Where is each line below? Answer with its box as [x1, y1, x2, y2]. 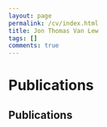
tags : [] [8, 34, 38, 43]
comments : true [8, 42, 60, 50]
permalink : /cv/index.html [8, 19, 99, 27]
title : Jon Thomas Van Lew [8, 27, 99, 35]
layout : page [8, 11, 52, 20]
